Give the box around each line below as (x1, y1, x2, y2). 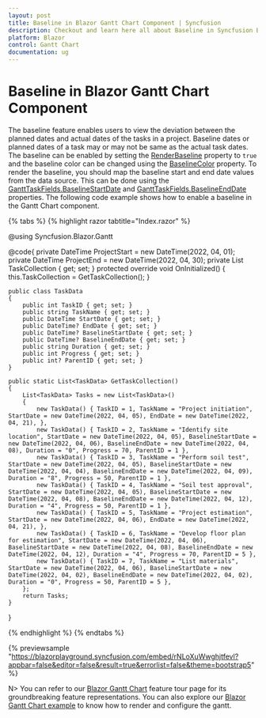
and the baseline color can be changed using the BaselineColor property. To (8, 159, 257, 168)
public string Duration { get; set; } (22, 342, 150, 350)
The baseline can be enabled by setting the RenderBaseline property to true (8, 150, 257, 160)
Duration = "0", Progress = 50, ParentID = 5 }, (8, 578, 172, 586)
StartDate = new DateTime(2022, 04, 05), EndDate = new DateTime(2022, (8, 412, 249, 420)
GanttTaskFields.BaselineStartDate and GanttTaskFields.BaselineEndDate (8, 183, 247, 194)
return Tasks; (22, 591, 69, 599)
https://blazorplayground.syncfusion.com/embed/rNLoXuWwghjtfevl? (11, 652, 239, 661)
